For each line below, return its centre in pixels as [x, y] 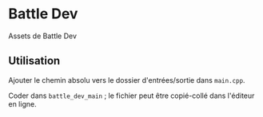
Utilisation [34, 61]
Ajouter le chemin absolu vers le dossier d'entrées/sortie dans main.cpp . [127, 80]
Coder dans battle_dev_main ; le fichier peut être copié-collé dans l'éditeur [131, 96]
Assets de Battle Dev [43, 36]
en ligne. [23, 103]
